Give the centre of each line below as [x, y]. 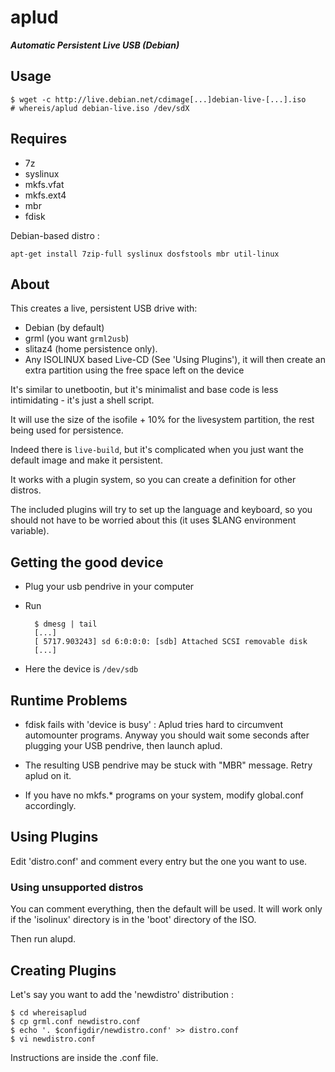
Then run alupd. [43, 939]
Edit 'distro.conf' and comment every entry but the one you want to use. [159, 861]
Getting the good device [87, 562]
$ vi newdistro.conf [53, 1039]
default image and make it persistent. [86, 460]
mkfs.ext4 [45, 195]
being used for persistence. [67, 430]
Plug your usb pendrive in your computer [109, 587]
